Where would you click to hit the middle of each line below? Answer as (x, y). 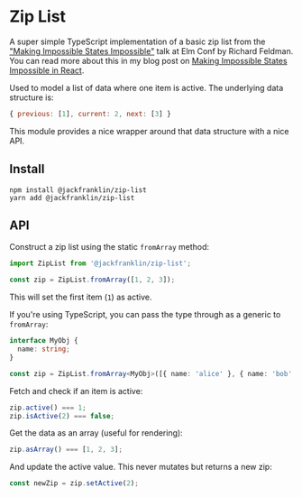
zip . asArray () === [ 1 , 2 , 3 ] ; (66, 450)
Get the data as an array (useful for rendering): (96, 433)
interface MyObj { (44, 341)
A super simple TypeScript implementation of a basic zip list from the (137, 41)
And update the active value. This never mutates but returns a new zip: (141, 467)
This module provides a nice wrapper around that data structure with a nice (149, 131)
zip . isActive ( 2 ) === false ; (62, 416)
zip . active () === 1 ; (48, 408)
